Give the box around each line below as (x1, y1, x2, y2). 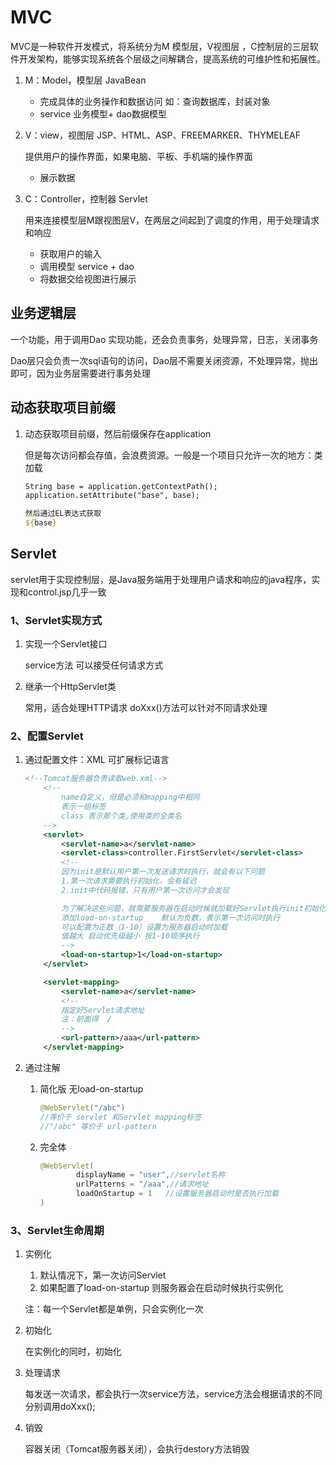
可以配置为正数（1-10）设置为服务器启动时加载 (61, 922, 228, 932)
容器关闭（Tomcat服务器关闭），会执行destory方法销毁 (24, 1443, 250, 1455)
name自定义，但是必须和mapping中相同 (61, 792, 200, 803)
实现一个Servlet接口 (24, 638, 108, 650)
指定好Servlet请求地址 (61, 1005, 145, 1015)
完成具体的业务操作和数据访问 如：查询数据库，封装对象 (39, 95, 271, 107)
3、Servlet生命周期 (10, 1223, 105, 1237)
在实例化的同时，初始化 (24, 1346, 122, 1358)
